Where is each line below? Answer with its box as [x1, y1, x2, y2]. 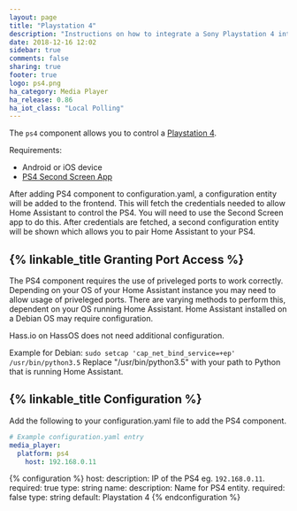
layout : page [9, 12, 57, 22]
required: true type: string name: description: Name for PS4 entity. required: [9, 483, 286, 493]
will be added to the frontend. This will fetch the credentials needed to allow [9, 198, 286, 209]
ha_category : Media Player [9, 87, 109, 96]
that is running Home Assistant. [9, 367, 124, 377]
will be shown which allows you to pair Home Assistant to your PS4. [9, 227, 256, 237]
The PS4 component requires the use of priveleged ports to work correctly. [9, 275, 284, 286]
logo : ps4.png [9, 79, 62, 88]
